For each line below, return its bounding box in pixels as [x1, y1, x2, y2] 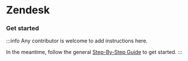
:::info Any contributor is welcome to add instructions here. [6, 37, 148, 44]
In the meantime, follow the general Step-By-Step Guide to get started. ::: [6, 49, 183, 56]
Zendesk [6, 3, 50, 17]
